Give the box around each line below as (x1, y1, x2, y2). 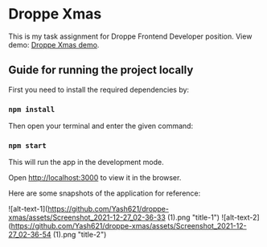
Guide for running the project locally (8, 64, 194, 77)
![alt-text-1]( (8, 204, 48, 214)
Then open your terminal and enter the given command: (8, 121, 194, 131)
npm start (8, 141, 47, 150)
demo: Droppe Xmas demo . (8, 39, 100, 49)
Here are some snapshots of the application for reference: (8, 188, 201, 198)
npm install (8, 105, 55, 113)
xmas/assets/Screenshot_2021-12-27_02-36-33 (8, 212, 166, 222)
